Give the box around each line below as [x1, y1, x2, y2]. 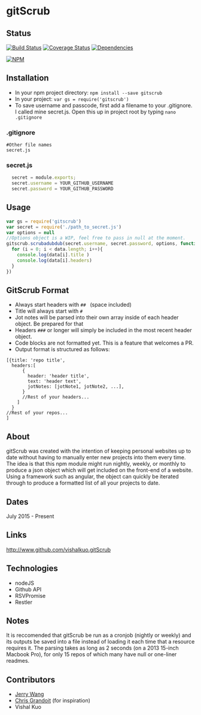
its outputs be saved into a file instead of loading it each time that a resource [6, 638, 195, 645]
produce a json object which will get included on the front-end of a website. [6, 466, 193, 474]
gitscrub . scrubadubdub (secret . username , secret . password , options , [6, 241, 178, 247]
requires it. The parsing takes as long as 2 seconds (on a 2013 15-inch [6, 644, 179, 652]
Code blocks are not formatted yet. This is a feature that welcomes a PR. [14, 339, 194, 346]
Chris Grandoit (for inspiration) [14, 697, 91, 704]
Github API [14, 585, 42, 593]
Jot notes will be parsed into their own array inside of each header [14, 314, 179, 321]
